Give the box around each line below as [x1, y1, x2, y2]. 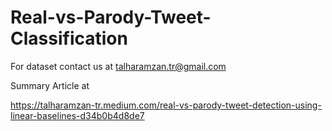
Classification [10, 27, 128, 50]
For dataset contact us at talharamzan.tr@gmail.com [10, 60, 227, 72]
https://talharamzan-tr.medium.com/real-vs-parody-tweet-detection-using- [10, 99, 322, 111]
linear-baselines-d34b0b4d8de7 [10, 109, 145, 121]
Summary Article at [10, 79, 90, 91]
